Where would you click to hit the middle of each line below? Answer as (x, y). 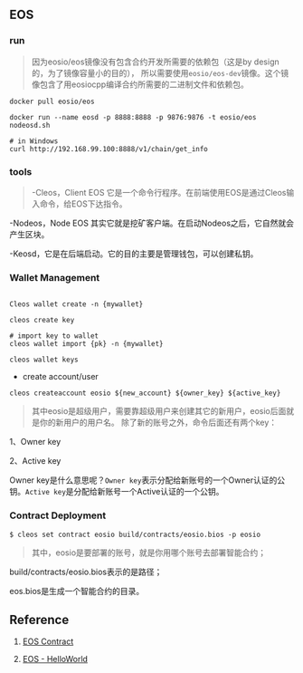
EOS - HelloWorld (55, 659)
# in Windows (34, 141)
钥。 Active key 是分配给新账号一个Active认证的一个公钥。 (117, 492)
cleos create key (42, 321)
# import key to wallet (54, 336)
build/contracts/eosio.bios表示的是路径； (86, 572)
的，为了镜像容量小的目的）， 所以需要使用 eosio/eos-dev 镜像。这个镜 (160, 72)
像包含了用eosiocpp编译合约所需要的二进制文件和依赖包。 (140, 84)
